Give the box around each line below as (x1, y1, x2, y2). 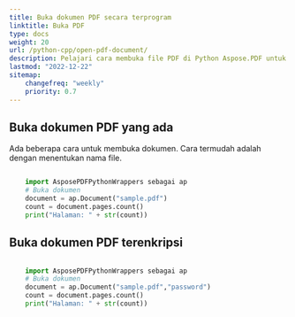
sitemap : (9, 71, 42, 80)
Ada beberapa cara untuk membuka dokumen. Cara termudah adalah (9, 143, 262, 154)
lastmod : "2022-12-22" (9, 63, 93, 72)
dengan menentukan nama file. (9, 152, 122, 164)
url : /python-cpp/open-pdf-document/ (9, 46, 148, 55)
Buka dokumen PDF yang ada (9, 120, 174, 135)
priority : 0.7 (25, 87, 77, 96)
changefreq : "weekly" (25, 79, 104, 88)
